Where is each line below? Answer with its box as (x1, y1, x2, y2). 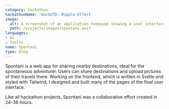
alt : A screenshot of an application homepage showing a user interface (10, 21, 165, 26)
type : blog (5, 49, 28, 54)
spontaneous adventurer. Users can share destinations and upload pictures (5, 68, 161, 74)
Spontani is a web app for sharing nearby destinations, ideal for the (5, 63, 145, 69)
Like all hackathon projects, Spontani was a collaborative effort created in (5, 93, 157, 100)
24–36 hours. (5, 99, 33, 105)
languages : (5, 30, 28, 35)
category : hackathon (5, 7, 49, 12)
